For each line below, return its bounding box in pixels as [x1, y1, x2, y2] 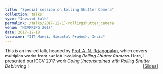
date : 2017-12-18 [5, 30, 40, 35]
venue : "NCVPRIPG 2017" [5, 25, 53, 30]
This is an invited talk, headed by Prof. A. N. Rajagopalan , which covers [5, 47, 147, 54]
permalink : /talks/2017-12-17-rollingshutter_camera [5, 20, 114, 26]
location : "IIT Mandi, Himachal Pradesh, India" [5, 35, 105, 39]
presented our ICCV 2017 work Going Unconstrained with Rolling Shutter [5, 58, 150, 64]
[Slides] [142, 63, 158, 69]
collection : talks [5, 12, 42, 17]
